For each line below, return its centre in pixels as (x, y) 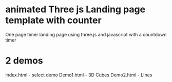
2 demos (24, 61)
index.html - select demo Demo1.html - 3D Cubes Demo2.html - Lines (79, 75)
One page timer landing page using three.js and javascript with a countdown (86, 34)
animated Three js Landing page (75, 9)
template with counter (53, 20)
